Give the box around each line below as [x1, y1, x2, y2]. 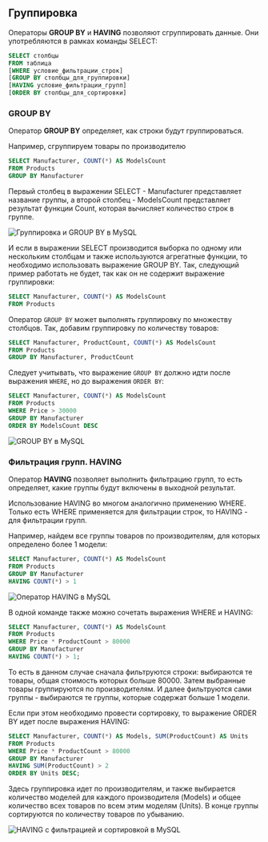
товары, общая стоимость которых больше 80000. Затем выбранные [8, 675, 246, 685]
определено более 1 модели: [8, 540, 108, 550]
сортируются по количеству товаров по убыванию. [8, 809, 185, 820]
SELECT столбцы [8, 51, 59, 59]
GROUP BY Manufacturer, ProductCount [8, 353, 134, 361]
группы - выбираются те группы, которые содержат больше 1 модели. [8, 692, 250, 702]
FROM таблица [8, 59, 52, 67]
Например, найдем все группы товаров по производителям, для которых [8, 531, 261, 541]
